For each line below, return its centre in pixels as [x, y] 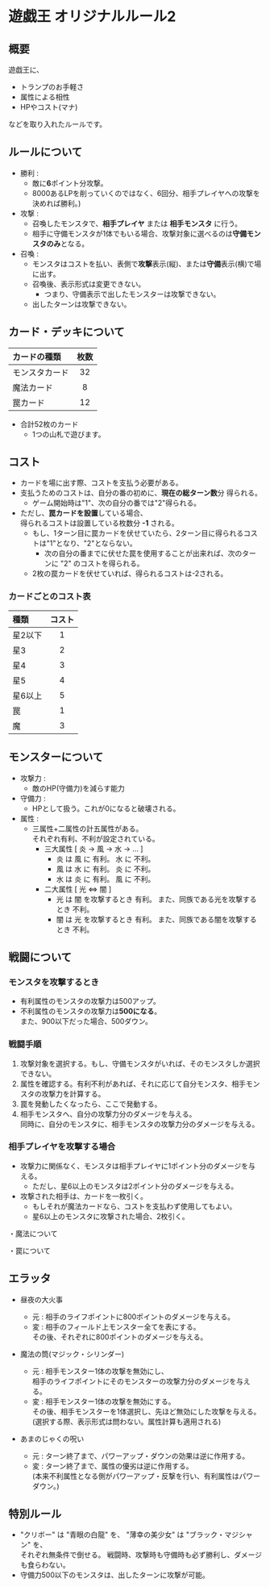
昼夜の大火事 [41, 1299]
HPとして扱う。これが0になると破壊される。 [106, 808]
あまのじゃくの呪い [52, 1439]
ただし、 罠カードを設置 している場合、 [83, 513]
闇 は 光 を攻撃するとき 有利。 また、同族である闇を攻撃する [156, 919]
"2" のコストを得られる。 [102, 564]
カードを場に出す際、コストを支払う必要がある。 [101, 483]
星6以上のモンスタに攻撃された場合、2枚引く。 [110, 1216]
